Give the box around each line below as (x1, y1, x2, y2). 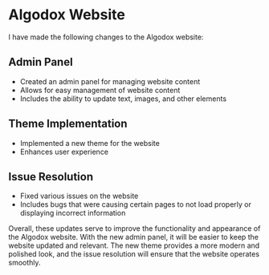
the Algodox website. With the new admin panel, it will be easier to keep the (8, 233, 259, 242)
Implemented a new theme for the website (19, 138, 161, 148)
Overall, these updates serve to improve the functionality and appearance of (8, 224, 261, 233)
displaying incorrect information (19, 208, 126, 218)
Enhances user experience (19, 147, 109, 156)
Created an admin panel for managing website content (19, 76, 201, 86)
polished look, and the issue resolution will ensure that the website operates (8, 249, 259, 259)
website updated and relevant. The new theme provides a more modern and (8, 241, 260, 250)
